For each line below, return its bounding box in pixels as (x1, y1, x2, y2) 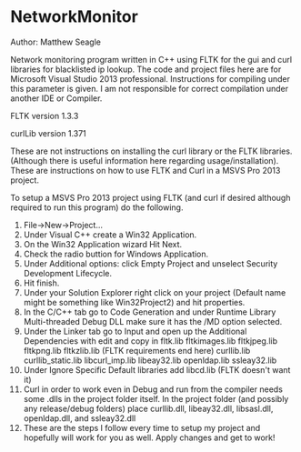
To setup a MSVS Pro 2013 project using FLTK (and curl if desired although (10, 192, 291, 203)
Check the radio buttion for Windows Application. (23, 248, 209, 259)
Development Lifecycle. (23, 267, 113, 278)
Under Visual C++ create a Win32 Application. (23, 229, 197, 240)
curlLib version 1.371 (10, 127, 86, 138)
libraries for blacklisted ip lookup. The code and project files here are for (10, 64, 282, 75)
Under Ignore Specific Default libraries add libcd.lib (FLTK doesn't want (23, 364, 291, 375)
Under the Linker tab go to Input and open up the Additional (23, 326, 247, 336)
